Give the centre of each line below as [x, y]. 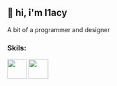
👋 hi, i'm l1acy [37, 13]
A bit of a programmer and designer [58, 29]
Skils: [17, 48]
